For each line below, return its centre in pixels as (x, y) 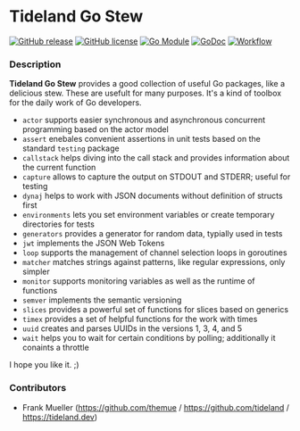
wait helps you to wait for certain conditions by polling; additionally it (149, 338)
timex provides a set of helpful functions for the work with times (140, 319)
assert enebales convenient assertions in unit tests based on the (141, 139)
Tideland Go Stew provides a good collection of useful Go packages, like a (147, 84)
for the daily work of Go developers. (75, 103)
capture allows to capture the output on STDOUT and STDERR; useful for (156, 177)
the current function (59, 168)
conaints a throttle (55, 348)
